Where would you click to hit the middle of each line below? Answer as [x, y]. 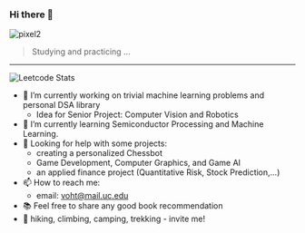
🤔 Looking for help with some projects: [95, 143]
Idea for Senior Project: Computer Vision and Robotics [137, 115]
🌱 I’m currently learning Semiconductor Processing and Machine [143, 124]
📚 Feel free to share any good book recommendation [123, 206]
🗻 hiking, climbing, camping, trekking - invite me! [114, 219]
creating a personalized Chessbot [99, 153]
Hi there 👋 [32, 15]
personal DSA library [61, 105]
